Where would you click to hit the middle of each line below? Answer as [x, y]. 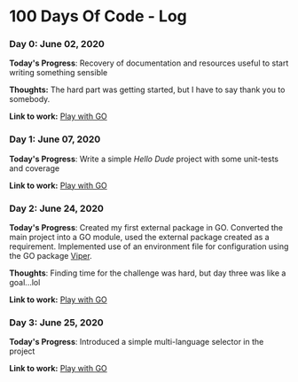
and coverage [35, 168]
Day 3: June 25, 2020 [56, 323]
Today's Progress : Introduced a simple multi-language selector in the [137, 342]
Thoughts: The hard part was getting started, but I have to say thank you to [147, 90]
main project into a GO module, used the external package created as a [139, 238]
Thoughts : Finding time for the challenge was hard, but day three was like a [148, 273]
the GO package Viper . [51, 256]
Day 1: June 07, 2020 [55, 139]
